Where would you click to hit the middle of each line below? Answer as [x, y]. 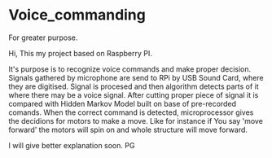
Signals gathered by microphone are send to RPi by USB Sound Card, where [136, 77]
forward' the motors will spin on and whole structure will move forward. [128, 129]
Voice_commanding [77, 15]
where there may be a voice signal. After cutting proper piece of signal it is [134, 94]
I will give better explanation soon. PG [72, 145]
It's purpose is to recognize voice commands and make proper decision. [130, 69]
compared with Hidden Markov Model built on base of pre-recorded [122, 103]
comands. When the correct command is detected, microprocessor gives [131, 112]
